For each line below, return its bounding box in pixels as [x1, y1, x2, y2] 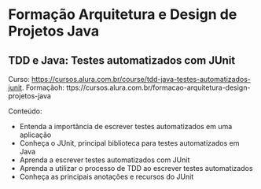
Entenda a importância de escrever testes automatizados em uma [19, 122, 233, 131]
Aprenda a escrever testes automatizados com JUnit [19, 155, 190, 165]
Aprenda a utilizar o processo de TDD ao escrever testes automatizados [19, 164, 253, 172]
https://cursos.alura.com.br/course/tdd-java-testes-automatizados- [31, 75, 252, 83]
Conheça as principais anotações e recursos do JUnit [19, 172, 194, 181]
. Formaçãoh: [21, 83, 65, 92]
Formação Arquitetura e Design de [8, 6, 237, 24]
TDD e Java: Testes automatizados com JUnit [8, 54, 236, 67]
